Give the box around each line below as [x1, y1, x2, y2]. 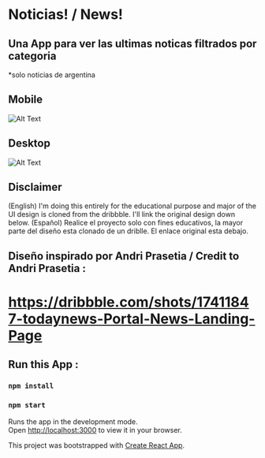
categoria [8, 49, 57, 62]
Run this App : [8, 358, 79, 371]
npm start [8, 400, 46, 410]
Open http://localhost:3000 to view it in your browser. [8, 425, 183, 434]
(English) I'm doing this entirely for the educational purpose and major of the [8, 201, 256, 210]
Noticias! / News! [8, 6, 124, 24]
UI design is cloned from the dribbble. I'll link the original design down [8, 210, 235, 219]
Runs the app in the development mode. [8, 416, 138, 426]
